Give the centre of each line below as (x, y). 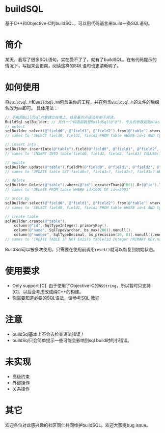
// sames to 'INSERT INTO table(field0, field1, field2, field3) (73, 153)
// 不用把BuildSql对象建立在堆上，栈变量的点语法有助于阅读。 (61, 117)
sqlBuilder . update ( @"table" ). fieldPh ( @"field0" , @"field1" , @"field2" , (80, 167)
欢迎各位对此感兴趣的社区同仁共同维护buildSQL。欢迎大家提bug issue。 (78, 425)
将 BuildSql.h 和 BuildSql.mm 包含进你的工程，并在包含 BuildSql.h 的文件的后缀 (82, 102)
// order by (17, 199)
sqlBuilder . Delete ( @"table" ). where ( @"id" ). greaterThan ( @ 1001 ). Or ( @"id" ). (82, 185)
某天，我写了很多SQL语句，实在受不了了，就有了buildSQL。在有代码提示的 (81, 59)
